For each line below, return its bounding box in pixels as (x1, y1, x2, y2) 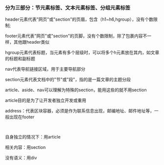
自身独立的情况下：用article (5, 134, 61, 140)
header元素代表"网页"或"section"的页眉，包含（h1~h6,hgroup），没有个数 (5, 16, 154, 23)
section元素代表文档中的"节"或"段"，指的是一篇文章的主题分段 (5, 77, 131, 82)
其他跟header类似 (13, 39, 50, 45)
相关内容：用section (5, 144, 46, 150)
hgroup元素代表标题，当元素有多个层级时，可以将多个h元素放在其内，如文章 (5, 50, 160, 55)
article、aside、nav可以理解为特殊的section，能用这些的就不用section (5, 87, 147, 93)
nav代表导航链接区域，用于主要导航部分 (5, 66, 86, 72)
